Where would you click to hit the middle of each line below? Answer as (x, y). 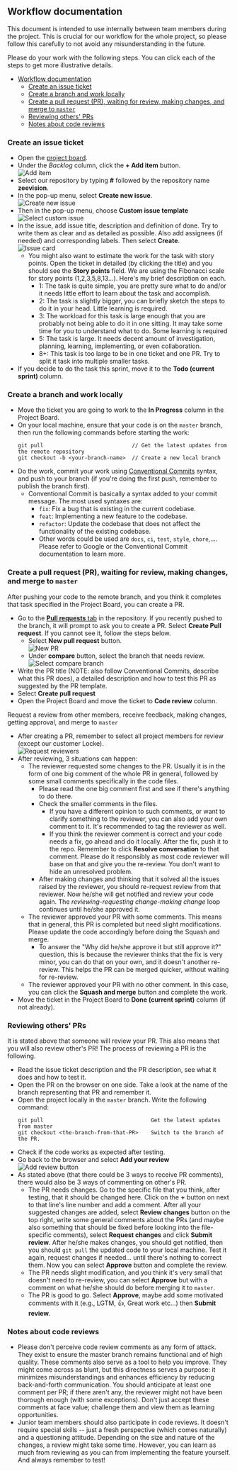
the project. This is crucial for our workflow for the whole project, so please (117, 36)
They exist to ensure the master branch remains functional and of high (120, 1355)
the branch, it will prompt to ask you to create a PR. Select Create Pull (119, 625)
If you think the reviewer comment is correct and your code (136, 834)
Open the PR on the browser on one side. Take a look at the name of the (122, 1085)
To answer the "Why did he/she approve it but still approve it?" (130, 946)
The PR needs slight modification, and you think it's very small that (125, 1273)
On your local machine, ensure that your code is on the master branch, (120, 425)
